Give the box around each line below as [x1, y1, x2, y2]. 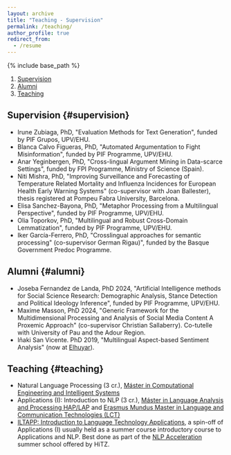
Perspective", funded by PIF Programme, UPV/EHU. [17, 208, 164, 217]
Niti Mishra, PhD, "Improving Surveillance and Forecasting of [17, 172, 190, 180]
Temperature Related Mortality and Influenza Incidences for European [17, 179, 216, 188]
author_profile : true [7, 29, 70, 37]
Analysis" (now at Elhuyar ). [17, 343, 95, 351]
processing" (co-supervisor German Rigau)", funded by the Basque [17, 238, 210, 247]
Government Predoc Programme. [17, 245, 112, 253]
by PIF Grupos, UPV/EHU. [17, 135, 91, 143]
